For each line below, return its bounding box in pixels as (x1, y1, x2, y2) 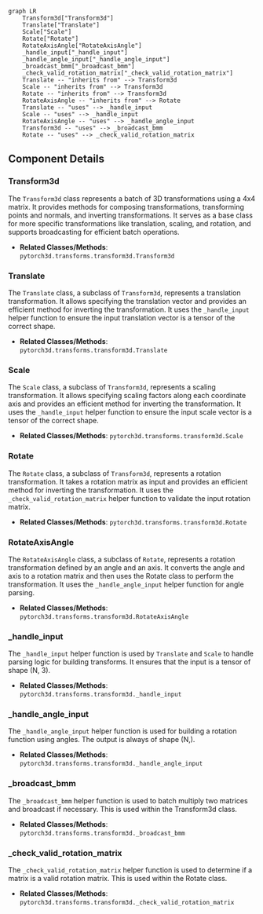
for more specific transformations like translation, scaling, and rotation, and (8, 218, 251, 228)
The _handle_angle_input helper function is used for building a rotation (8, 726, 237, 736)
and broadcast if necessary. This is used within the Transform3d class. (8, 804, 238, 813)
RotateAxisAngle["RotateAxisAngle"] (22, 42, 143, 49)
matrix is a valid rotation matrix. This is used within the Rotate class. (8, 874, 228, 883)
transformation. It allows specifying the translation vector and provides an (8, 296, 247, 305)
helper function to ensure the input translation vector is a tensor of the (8, 313, 236, 322)
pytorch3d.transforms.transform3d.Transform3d (19, 252, 175, 260)
